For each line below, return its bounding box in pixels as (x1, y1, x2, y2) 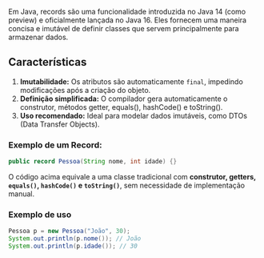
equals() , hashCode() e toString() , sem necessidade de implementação (8, 180, 246, 190)
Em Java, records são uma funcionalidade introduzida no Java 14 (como (8, 7, 246, 16)
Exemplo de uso (8, 208, 72, 220)
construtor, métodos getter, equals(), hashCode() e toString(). (19, 102, 223, 111)
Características (8, 55, 87, 69)
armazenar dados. (8, 32, 69, 42)
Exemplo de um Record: (8, 139, 102, 151)
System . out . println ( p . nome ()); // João (8, 235, 142, 243)
